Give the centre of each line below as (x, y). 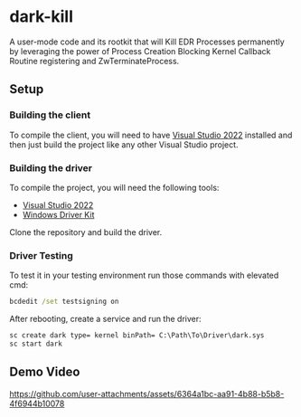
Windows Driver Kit (58, 214)
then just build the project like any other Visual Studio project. (124, 144)
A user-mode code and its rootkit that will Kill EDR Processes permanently (147, 42)
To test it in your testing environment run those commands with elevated (144, 275)
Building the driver (51, 167)
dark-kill (42, 17)
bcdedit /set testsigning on (64, 302)
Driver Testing (42, 255)
